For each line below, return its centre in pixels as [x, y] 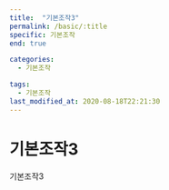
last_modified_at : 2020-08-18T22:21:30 [85, 101]
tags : [20, 85]
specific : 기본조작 [42, 35]
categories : [32, 60]
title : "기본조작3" [45, 18]
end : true [28, 43]
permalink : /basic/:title [58, 26]
